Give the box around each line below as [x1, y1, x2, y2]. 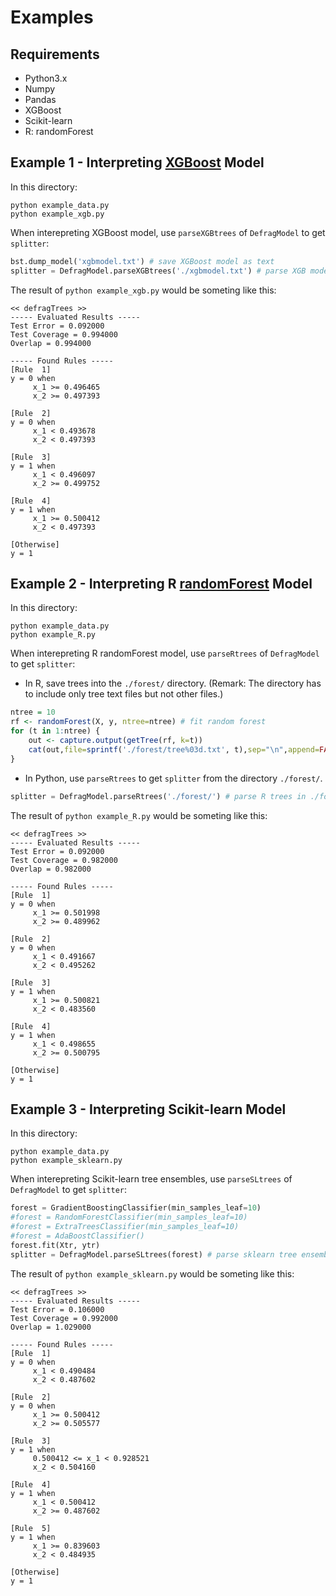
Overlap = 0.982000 [10, 864, 92, 874]
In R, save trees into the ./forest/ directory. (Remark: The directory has [24, 677, 322, 690]
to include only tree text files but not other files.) [24, 688, 224, 700]
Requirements [10, 46, 100, 63]
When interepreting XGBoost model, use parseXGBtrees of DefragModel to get [10, 226, 326, 238]
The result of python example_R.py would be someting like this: [10, 809, 268, 821]
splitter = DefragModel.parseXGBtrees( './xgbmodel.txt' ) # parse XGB [10, 266, 307, 276]
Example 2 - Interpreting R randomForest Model [10, 575, 313, 592]
